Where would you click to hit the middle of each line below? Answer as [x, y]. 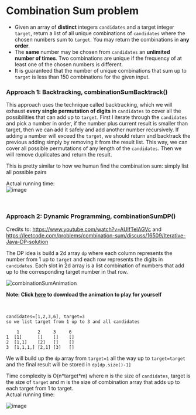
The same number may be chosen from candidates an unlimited [92, 52]
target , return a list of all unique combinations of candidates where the [100, 33]
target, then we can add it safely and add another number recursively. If [92, 130]
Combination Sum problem [73, 11]
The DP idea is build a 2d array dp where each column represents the [89, 253]
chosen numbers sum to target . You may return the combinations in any [102, 39]
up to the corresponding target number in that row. [67, 271]
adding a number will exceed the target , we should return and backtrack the [98, 136]
